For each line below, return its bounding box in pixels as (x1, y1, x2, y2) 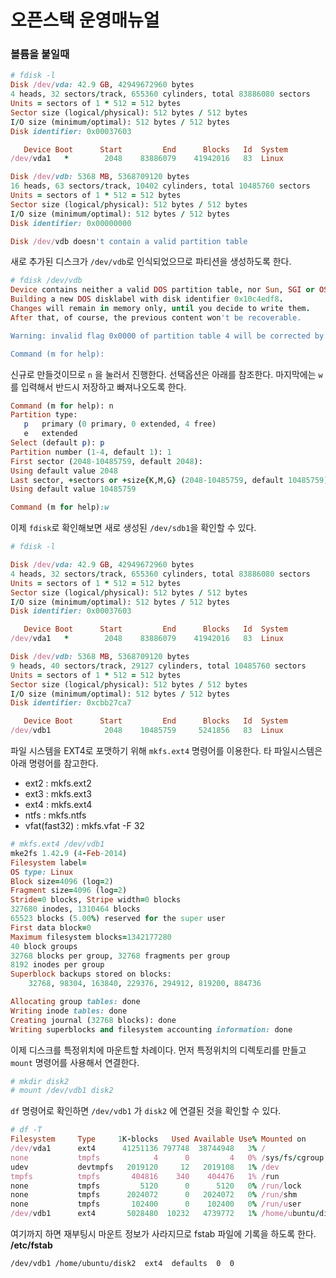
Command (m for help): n (10, 401, 114, 411)
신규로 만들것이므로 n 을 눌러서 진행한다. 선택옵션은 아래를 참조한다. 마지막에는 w (10, 368, 323, 380)
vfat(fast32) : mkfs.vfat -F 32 (24, 820, 145, 832)
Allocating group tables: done (10, 997, 141, 1007)
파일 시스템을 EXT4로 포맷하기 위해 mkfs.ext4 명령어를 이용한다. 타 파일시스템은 (10, 745, 323, 757)
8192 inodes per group (10, 960, 105, 970)
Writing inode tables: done (10, 1006, 128, 1016)
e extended (23, 429, 78, 439)
